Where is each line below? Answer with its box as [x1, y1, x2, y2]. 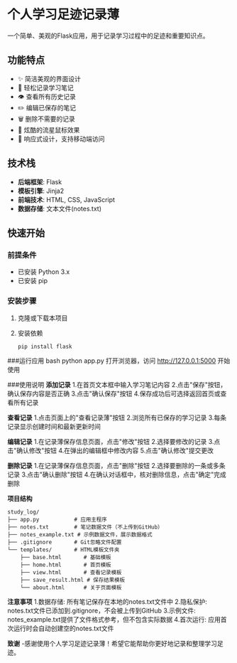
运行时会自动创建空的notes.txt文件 [13, 624, 114, 633]
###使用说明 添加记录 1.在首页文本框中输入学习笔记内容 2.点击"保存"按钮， [7, 381, 227, 389]
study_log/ [7, 509, 40, 516]
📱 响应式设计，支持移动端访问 [17, 134, 105, 143]
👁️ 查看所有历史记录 [17, 92, 76, 100]
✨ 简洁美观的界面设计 [17, 74, 82, 83]
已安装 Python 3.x [17, 267, 70, 276]
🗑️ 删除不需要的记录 [17, 115, 76, 123]
